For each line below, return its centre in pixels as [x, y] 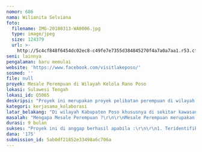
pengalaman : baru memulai [38, 62]
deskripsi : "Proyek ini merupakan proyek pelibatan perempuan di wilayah [101, 101]
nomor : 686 [20, 12]
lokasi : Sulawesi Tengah [37, 90]
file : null [20, 78]
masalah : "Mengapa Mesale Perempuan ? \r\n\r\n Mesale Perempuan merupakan [101, 117]
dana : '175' [21, 134]
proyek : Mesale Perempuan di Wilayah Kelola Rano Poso [76, 84]
